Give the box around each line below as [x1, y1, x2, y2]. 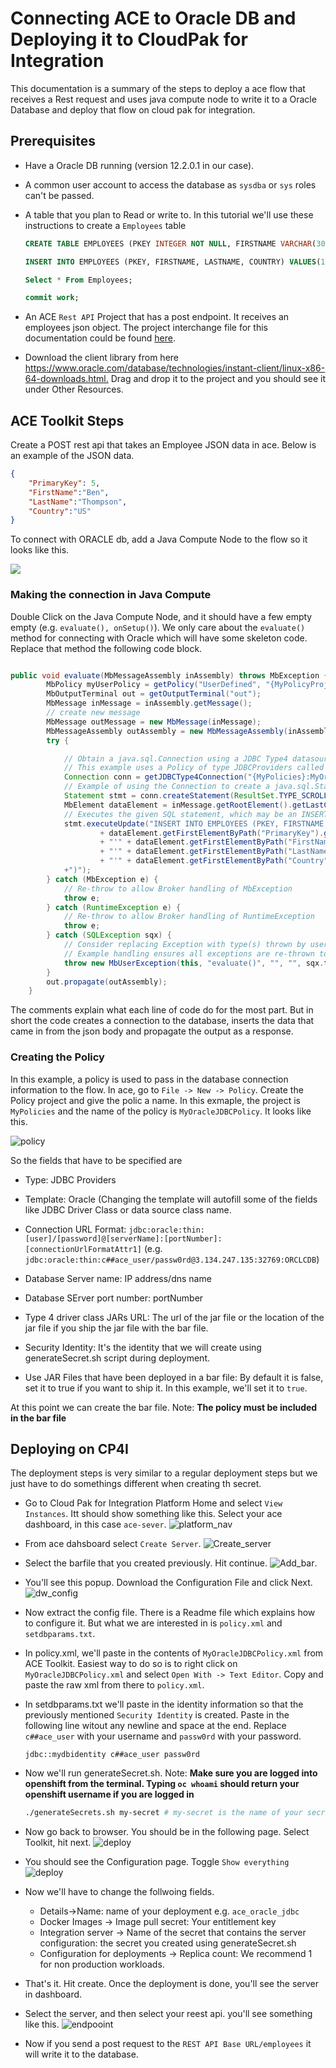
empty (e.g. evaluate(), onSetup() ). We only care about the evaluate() [10, 621, 306, 633]
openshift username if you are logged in [24, 1788, 195, 1801]
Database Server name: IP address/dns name [24, 1272, 212, 1284]
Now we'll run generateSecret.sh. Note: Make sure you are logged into [24, 1767, 318, 1779]
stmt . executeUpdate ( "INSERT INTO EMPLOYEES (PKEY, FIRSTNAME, [63, 818, 329, 829]
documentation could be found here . [24, 332, 176, 344]
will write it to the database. [24, 2048, 139, 2061]
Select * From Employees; [24, 275, 133, 285]
